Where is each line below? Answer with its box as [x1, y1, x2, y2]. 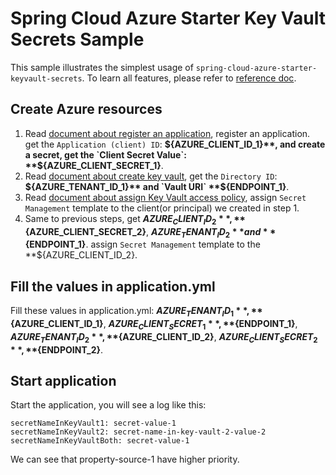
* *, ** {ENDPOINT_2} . [10, 343, 104, 356]
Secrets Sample [10, 28, 145, 51]
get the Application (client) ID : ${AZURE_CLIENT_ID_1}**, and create [24, 138, 326, 150]
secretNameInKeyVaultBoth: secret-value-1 [10, 436, 190, 446]
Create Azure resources [10, 101, 163, 118]
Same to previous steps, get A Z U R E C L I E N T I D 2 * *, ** [24, 212, 246, 227]
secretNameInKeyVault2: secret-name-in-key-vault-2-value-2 [10, 427, 267, 437]
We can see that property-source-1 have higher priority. [10, 453, 240, 466]
